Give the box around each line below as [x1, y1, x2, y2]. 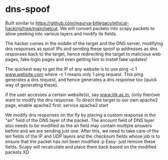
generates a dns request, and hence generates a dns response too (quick [5, 76, 157, 82]
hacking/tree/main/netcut [5, 25, 58, 31]
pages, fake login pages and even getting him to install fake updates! [5, 56, 147, 62]
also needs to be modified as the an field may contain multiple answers [5, 122, 152, 128]
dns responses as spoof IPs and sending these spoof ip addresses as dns [5, 45, 158, 51]
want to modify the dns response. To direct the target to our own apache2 [5, 96, 158, 103]
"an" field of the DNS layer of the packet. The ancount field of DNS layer [5, 117, 154, 123]
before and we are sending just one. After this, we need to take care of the [5, 127, 159, 133]
